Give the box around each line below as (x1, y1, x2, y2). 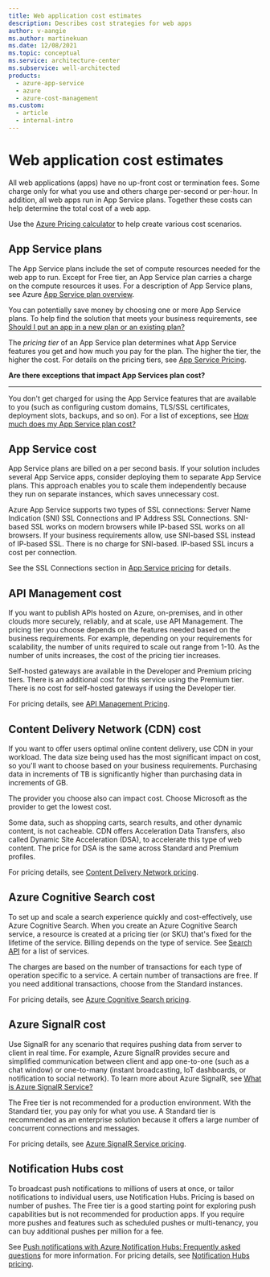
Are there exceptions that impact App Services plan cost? (8, 370, 206, 380)
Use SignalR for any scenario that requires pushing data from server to (8, 1039, 243, 1048)
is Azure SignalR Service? (8, 1081, 94, 1091)
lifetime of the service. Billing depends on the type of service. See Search (8, 937, 252, 947)
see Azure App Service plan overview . (8, 289, 135, 299)
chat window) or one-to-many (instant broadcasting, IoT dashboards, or (8, 1065, 247, 1074)
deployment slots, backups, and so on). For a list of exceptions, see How (8, 410, 249, 420)
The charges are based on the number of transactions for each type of (8, 962, 243, 971)
